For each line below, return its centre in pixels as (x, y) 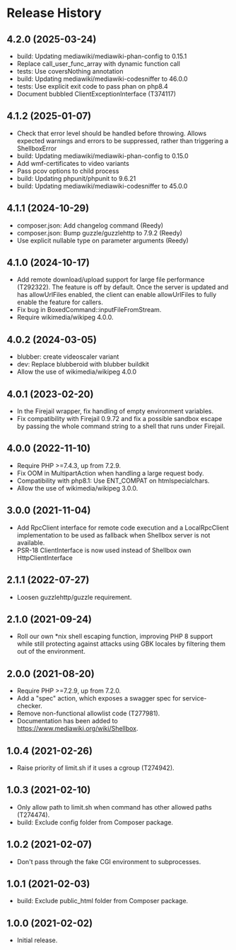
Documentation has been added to (67, 721)
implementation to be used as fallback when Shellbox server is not (113, 535)
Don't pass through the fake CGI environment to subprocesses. (109, 861)
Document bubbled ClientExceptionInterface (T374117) (96, 94)
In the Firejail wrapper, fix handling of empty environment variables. (115, 411)
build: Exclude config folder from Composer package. (95, 822)
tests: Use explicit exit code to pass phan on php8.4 (93, 86)
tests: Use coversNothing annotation (70, 71)
